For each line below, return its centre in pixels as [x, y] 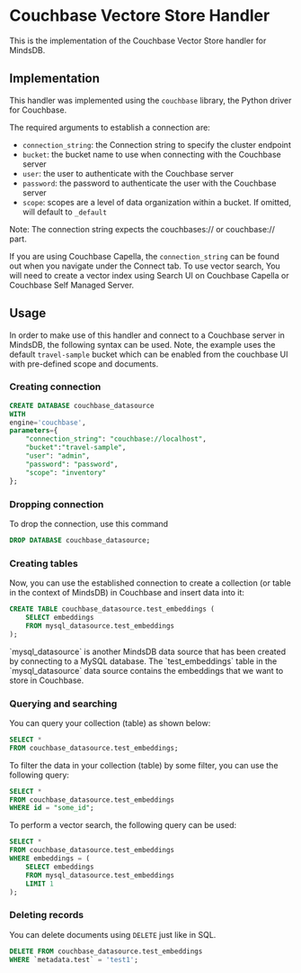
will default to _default [65, 212]
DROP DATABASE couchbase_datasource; [80, 540]
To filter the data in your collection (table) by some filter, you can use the [144, 765]
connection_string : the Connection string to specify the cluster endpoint [157, 144]
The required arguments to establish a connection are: [110, 127]
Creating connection [55, 386]
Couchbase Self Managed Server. [72, 285]
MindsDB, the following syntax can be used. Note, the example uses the [142, 344]
